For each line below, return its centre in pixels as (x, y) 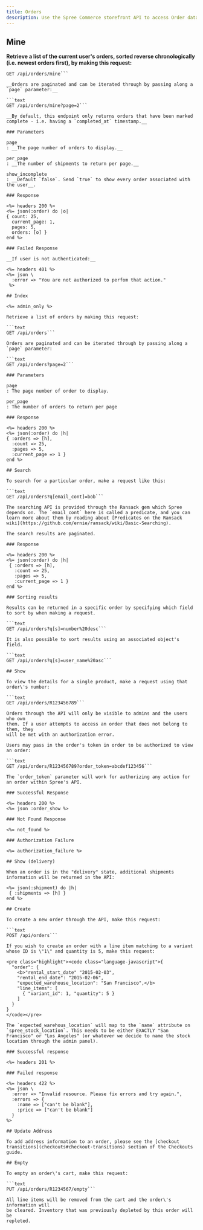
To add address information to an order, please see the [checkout (93, 1142)
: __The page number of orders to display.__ (64, 148)
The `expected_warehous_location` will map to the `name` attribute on (98, 1026)
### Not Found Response (36, 819)
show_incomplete (27, 175)
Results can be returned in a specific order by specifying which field (100, 608)
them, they (20, 729)
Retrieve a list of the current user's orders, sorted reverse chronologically (101, 56)
